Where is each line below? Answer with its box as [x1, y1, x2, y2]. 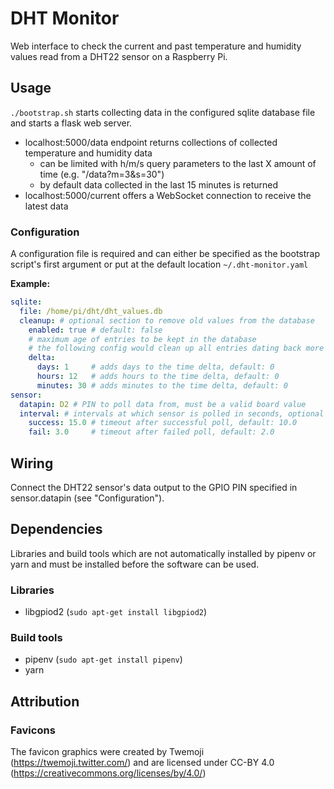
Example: [10, 278, 51, 290]
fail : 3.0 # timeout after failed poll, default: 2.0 [28, 427, 275, 437]
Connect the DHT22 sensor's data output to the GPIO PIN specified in [10, 481, 298, 493]
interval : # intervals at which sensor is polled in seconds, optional [19, 408, 325, 419]
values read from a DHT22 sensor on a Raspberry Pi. [10, 50, 228, 62]
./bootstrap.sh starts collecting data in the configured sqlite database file [10, 106, 316, 118]
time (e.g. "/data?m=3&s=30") [39, 168, 165, 180]
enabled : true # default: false [28, 325, 163, 335]
